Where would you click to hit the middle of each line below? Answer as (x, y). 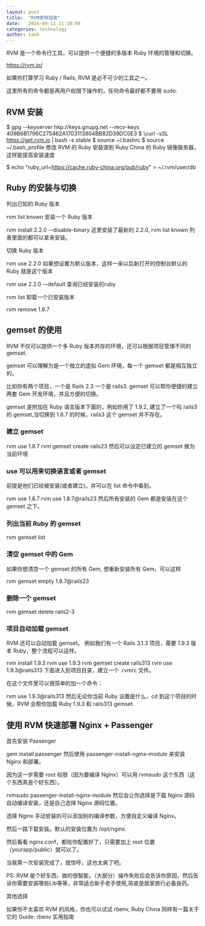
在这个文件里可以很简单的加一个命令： (54, 683)
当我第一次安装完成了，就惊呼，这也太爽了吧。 (65, 862)
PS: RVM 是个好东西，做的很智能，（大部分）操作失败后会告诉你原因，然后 (100, 876)
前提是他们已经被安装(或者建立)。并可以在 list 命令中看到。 (80, 486)
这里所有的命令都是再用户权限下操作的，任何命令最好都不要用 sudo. (92, 91)
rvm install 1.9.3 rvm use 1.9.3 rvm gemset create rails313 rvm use (89, 663)
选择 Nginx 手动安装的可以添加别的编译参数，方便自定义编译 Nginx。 (93, 816)
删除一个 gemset (31, 598)
